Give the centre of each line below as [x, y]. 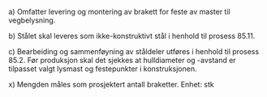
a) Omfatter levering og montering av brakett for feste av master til [119, 12]
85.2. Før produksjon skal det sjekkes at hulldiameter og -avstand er [123, 60]
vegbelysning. [32, 20]
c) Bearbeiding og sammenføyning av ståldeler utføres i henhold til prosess [134, 51]
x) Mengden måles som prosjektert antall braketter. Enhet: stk [112, 84]
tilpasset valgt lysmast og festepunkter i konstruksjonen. [103, 69]
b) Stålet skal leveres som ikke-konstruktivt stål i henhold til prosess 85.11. [132, 36]
